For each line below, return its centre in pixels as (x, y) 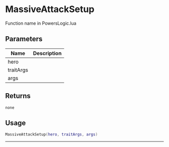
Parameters (24, 39)
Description (47, 53)
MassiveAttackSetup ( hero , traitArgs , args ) (52, 134)
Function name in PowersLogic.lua (41, 23)
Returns (18, 96)
